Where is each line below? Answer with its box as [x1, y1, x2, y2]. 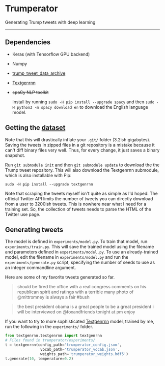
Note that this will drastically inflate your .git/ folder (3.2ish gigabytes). [5, 136, 151, 143]
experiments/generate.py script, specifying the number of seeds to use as [5, 259, 155, 266]
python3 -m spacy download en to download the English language [17, 104, 148, 110]
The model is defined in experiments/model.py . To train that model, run [5, 239, 148, 244]
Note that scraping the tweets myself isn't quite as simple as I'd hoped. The [5, 190, 158, 196]
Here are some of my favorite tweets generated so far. [5, 274, 115, 280]
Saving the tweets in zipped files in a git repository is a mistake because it [5, 142, 155, 148]
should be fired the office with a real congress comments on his [17, 284, 146, 290]
